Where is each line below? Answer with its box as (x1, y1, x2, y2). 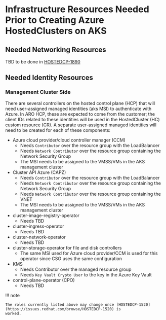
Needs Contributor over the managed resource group (20, 266, 132, 272)
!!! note (5, 292, 20, 298)
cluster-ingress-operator (12, 223, 64, 229)
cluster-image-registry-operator (12, 212, 80, 219)
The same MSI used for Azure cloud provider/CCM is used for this (20, 250, 158, 256)
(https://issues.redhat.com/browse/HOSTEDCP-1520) (5, 306, 114, 311)
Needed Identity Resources (5, 74, 94, 82)
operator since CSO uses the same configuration (20, 255, 122, 262)
